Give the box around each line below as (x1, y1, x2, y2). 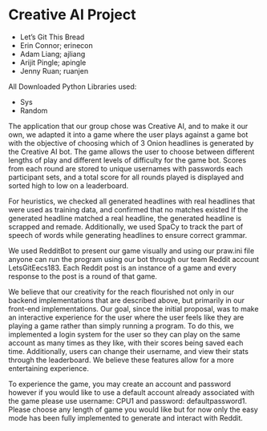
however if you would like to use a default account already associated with (8, 387, 255, 397)
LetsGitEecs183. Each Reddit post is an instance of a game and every (8, 263, 237, 272)
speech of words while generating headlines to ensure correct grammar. (8, 230, 247, 240)
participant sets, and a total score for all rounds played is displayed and (8, 172, 245, 182)
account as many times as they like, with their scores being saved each (8, 338, 244, 348)
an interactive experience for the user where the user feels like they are (8, 312, 245, 322)
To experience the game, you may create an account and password (8, 379, 231, 389)
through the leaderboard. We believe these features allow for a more (8, 355, 234, 365)
